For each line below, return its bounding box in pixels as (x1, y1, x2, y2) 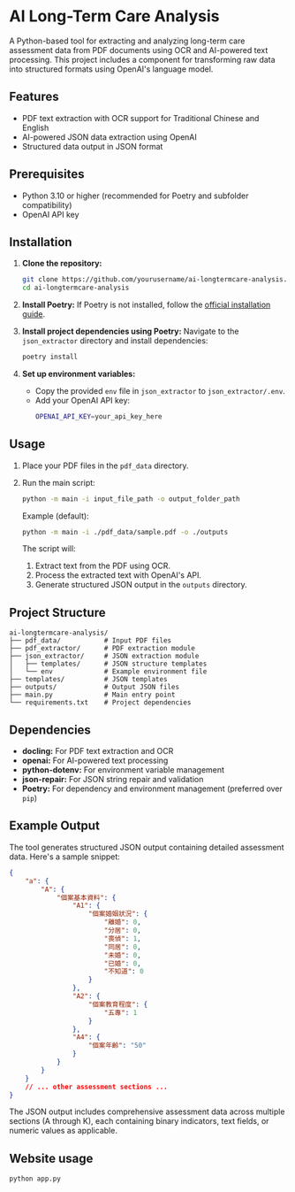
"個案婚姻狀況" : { (87, 910, 148, 919)
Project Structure (9, 604, 106, 620)
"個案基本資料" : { (56, 893, 117, 902)
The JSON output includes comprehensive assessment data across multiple (9, 1106, 285, 1117)
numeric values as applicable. (9, 1126, 117, 1136)
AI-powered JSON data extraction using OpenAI (21, 131, 197, 142)
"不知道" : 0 (103, 967, 144, 976)
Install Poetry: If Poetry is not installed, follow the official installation (21, 299, 271, 311)
